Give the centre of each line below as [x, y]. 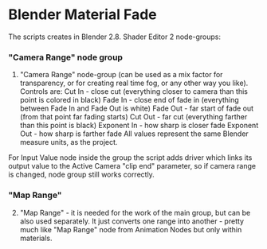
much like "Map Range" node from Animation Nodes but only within [131, 229]
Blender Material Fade [82, 15]
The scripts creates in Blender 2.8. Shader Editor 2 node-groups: [115, 37]
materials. [36, 238]
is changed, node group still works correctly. [82, 175]
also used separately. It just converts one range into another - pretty [132, 221]
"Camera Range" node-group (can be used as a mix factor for [121, 75]
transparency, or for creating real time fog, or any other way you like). [134, 83]
